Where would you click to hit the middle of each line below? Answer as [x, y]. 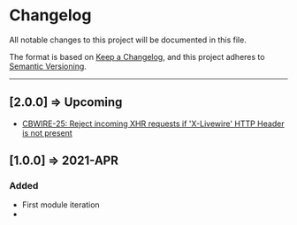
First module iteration [61, 205]
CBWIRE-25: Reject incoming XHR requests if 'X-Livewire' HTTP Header [153, 124]
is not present [47, 132]
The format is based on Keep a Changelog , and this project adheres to [137, 56]
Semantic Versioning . [48, 66]
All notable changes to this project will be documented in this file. [128, 40]
